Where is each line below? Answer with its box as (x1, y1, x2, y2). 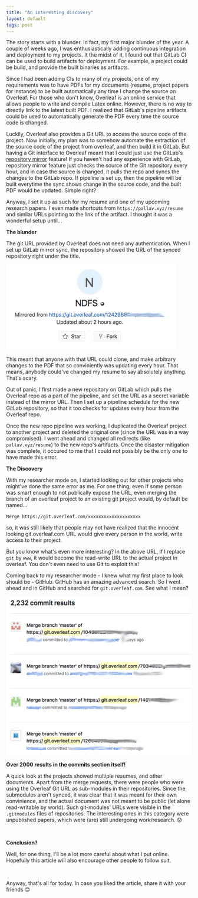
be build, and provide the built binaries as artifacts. (6, 64, 130, 71)
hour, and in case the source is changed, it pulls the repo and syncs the (6, 168, 180, 175)
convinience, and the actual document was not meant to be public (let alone (6, 798, 190, 805)
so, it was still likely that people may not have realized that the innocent (6, 524, 179, 531)
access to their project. (6, 537, 62, 544)
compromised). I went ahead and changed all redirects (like (6, 435, 150, 442)
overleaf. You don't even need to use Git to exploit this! (6, 561, 140, 568)
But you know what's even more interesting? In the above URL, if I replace (6, 548, 186, 555)
